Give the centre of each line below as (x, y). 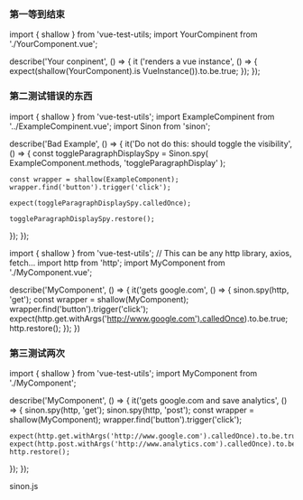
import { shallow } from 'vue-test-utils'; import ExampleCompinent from (142, 116)
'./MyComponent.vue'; (51, 272)
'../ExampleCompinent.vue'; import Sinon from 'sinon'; (110, 126)
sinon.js (24, 486)
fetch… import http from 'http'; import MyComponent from (117, 263)
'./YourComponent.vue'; (54, 44)
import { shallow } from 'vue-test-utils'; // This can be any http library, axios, (151, 253)
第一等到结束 (37, 14)
